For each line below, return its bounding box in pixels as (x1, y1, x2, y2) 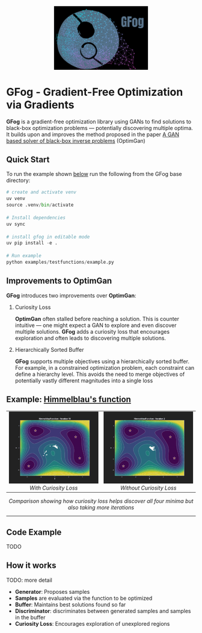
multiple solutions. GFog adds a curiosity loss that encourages (14, 328, 170, 335)
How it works (6, 560, 57, 571)
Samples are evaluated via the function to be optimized (14, 594, 153, 602)
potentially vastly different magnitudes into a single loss (14, 376, 153, 384)
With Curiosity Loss (29, 484, 78, 491)
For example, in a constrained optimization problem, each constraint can (14, 364, 195, 371)
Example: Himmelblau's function (6, 394, 131, 405)
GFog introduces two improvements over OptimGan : (6, 292, 136, 299)
